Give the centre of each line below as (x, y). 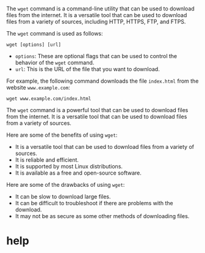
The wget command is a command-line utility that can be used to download (101, 9)
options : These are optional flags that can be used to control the (96, 56)
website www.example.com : (38, 88)
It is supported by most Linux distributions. (69, 167)
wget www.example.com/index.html (49, 99)
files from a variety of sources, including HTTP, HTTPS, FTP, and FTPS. (96, 22)
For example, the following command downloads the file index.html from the (103, 81)
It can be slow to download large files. (63, 197)
